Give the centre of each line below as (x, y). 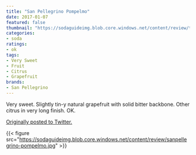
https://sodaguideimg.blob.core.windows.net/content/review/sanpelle (103, 139)
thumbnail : (19, 28)
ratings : (17, 44)
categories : (20, 33)
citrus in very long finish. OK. (41, 110)
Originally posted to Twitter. (39, 122)
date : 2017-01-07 (27, 17)
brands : (15, 82)
